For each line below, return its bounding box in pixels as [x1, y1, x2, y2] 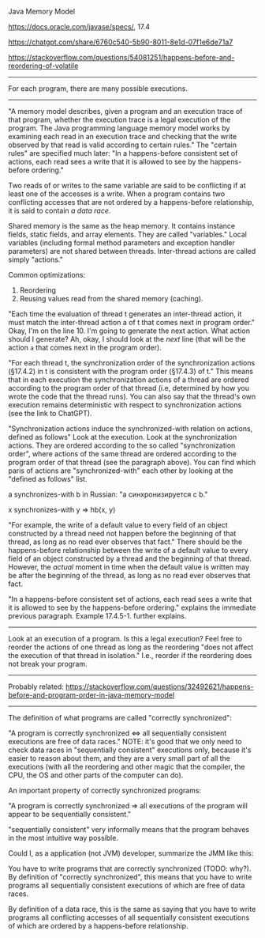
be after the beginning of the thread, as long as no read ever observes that [8, 571, 251, 580]
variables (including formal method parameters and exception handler [8, 238, 235, 248]
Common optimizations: [8, 270, 85, 279]
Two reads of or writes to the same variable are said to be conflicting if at [8, 181, 246, 190]
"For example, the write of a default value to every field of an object [8, 520, 229, 529]
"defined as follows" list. [8, 475, 88, 483]
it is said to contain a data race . [8, 206, 111, 215]
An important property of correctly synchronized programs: [8, 786, 202, 795]
